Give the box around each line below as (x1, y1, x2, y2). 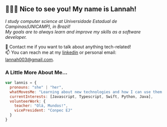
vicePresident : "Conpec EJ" (14, 108, 72, 113)
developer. (5, 34, 27, 40)
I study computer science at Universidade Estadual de (5, 18, 117, 24)
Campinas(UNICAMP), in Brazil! (5, 23, 71, 29)
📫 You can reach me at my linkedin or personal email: (5, 49, 116, 55)
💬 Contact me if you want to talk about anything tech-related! (5, 43, 131, 50)
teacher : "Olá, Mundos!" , (14, 103, 68, 109)
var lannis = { (5, 80, 37, 85)
